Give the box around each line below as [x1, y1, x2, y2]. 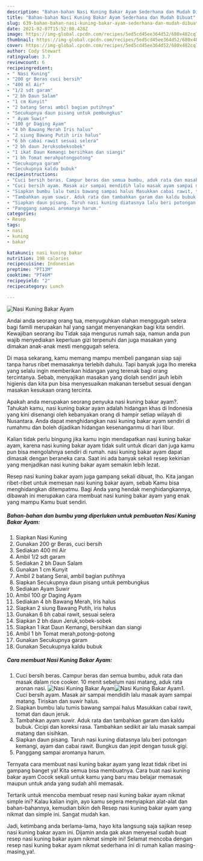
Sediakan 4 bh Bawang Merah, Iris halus [15, 598, 116, 605]
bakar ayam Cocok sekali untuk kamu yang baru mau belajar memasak [7, 773, 183, 780]
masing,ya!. [7, 848, 36, 855]
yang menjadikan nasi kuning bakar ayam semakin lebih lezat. [7, 461, 160, 468]
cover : [7, 43, 23, 49]
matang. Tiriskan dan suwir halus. [15, 697, 100, 705]
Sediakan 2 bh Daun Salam [15, 559, 83, 567]
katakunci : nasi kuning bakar [7, 250, 83, 256]
